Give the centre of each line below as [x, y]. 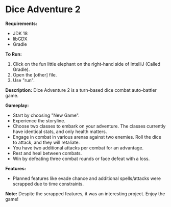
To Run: [14, 54]
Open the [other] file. [35, 74]
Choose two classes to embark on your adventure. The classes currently [89, 126]
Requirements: [21, 23]
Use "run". [23, 80]
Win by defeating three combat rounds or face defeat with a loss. [81, 159]
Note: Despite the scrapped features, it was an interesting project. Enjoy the [85, 193]
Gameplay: [17, 105]
